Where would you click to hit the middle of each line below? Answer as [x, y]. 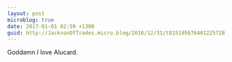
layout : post [26, 13]
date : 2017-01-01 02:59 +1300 [51, 26]
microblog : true [31, 20]
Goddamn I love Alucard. [43, 52]
